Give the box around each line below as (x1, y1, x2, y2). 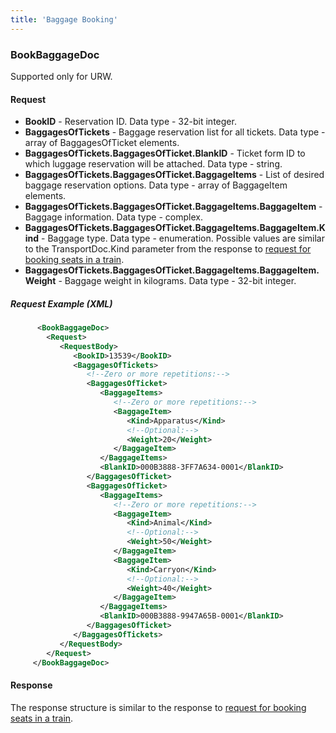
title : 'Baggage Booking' (10, 14, 118, 25)
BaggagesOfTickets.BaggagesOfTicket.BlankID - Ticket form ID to (24, 147, 306, 160)
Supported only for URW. (10, 70, 113, 82)
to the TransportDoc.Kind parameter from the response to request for (24, 243, 312, 255)
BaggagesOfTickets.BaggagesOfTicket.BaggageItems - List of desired (24, 169, 325, 181)
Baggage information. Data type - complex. (24, 211, 203, 223)
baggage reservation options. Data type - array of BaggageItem (24, 179, 288, 191)
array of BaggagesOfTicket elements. (24, 137, 180, 149)
